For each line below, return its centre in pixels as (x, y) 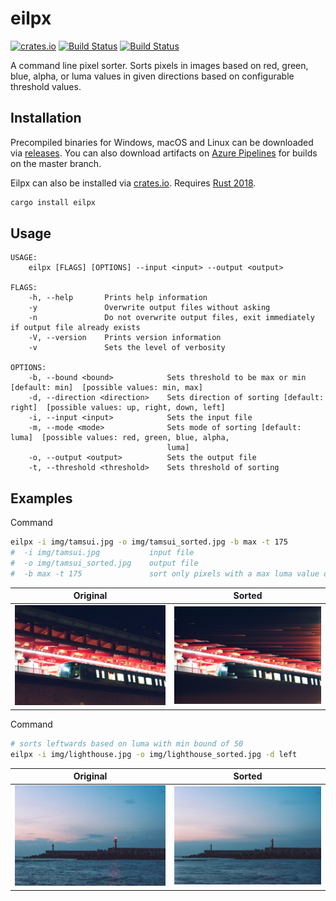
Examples (41, 498)
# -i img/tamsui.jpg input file (102, 553)
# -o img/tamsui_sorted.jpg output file (104, 563)
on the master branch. (56, 163)
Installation (46, 118)
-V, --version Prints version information (125, 338)
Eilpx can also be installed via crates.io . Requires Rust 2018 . (133, 183)
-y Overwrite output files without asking (149, 308)
